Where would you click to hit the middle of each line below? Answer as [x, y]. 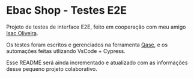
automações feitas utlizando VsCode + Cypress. [66, 51]
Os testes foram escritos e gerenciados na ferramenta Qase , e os [87, 45]
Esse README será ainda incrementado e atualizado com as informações [97, 63]
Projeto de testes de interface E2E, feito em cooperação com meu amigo [96, 27]
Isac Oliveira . [22, 33]
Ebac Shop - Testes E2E [67, 10]
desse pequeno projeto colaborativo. [52, 68]
